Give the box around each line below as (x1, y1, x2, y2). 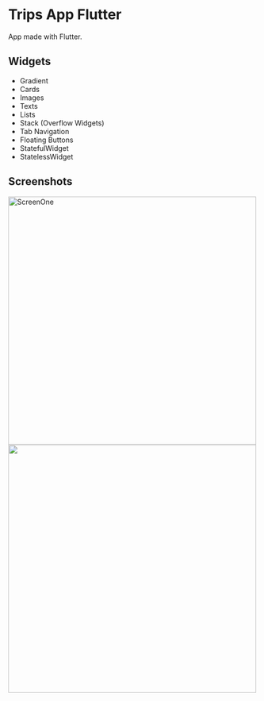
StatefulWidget (19, 143, 69, 152)
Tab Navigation (19, 126, 70, 136)
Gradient (19, 75, 49, 85)
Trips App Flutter (8, 6, 122, 24)
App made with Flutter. (8, 32, 82, 41)
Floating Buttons (19, 135, 74, 144)
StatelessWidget (19, 152, 74, 161)
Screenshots (8, 175, 73, 188)
